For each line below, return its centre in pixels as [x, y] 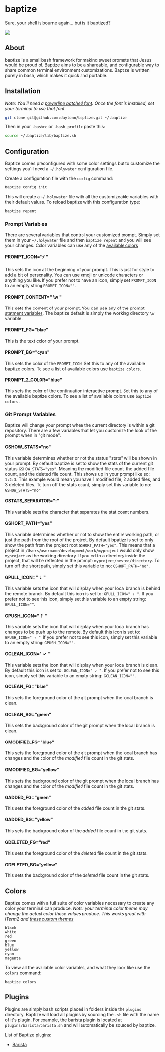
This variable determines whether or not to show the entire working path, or [82, 535]
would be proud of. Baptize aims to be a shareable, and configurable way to [82, 65]
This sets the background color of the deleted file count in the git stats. [77, 875]
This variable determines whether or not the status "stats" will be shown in [81, 458]
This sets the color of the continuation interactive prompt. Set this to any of [82, 391]
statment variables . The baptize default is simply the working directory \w [80, 313]
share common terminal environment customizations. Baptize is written [77, 70]
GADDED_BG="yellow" [29, 820]
